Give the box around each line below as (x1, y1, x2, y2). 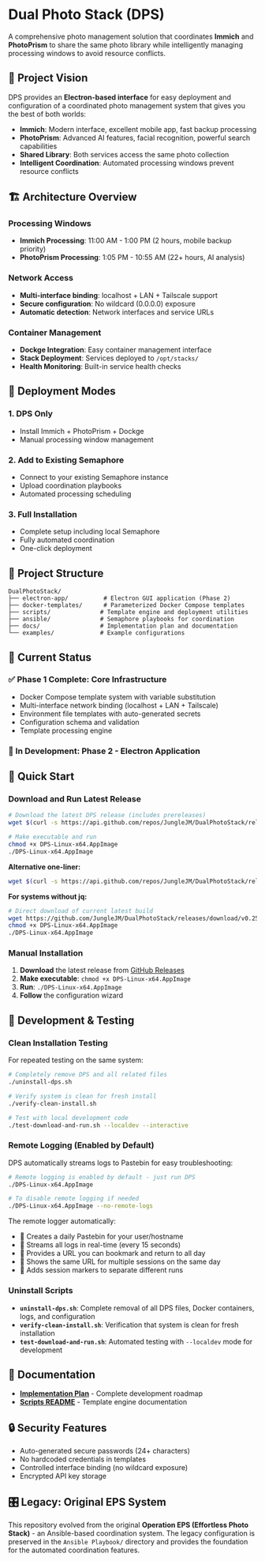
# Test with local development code (8, 1114, 129, 1122)
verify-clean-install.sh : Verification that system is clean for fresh (19, 1320, 239, 1329)
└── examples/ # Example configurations (8, 629, 185, 637)
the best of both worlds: (8, 109, 87, 119)
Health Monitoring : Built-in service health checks (19, 362, 181, 371)
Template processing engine (19, 726, 113, 735)
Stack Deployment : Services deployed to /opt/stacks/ (19, 353, 199, 363)
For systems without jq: (8, 892, 88, 901)
